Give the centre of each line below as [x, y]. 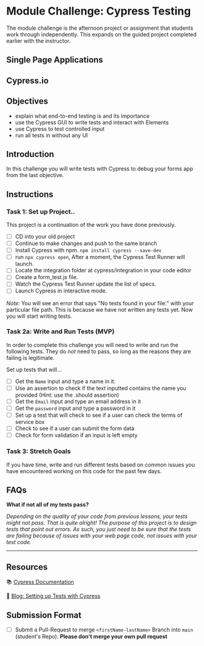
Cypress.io [28, 80]
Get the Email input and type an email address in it [78, 401]
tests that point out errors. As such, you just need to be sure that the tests [99, 530]
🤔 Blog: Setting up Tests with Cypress [53, 596]
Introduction [30, 154]
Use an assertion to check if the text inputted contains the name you [100, 388]
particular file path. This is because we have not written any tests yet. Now [100, 309]
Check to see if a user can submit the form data [75, 428]
